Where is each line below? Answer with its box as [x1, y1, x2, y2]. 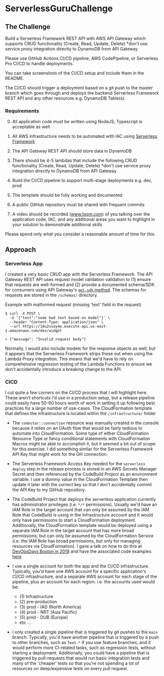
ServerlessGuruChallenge [5, 3, 113, 14]
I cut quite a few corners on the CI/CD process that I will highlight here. [5, 390, 148, 395]
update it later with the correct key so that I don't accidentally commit [12, 482, 152, 488]
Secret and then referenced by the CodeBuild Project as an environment [12, 471, 158, 477]
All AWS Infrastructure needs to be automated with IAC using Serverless [12, 133, 158, 139]
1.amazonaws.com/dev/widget [5, 328, 62, 333]
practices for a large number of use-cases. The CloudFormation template [5, 405, 152, 411]
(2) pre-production [19, 599, 57, 605]
